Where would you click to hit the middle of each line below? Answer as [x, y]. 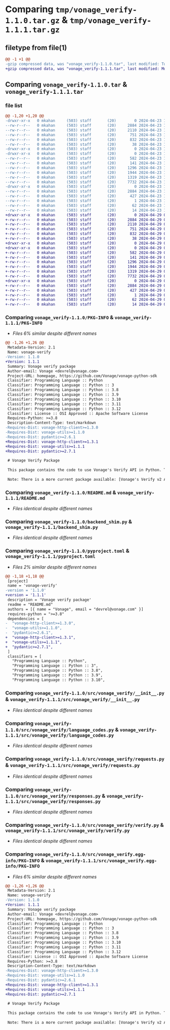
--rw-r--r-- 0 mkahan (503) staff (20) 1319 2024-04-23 [83, 177]
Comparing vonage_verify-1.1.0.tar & [66, 85]
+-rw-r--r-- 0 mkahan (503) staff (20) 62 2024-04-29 [83, 300]
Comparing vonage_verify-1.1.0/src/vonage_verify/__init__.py [85, 693]
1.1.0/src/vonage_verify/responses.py [53, 796]
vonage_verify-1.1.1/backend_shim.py [52, 527]
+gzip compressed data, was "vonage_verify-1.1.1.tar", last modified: [82, 69]
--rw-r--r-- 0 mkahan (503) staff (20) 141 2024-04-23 [83, 163]
